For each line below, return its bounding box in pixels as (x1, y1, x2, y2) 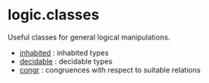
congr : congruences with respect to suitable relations (19, 64, 201, 74)
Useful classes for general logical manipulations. (7, 32, 171, 42)
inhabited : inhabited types (19, 48, 109, 57)
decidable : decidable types (19, 56, 113, 66)
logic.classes (7, 6, 99, 24)
